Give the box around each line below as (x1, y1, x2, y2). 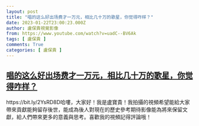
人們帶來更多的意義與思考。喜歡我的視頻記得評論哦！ (21, 113, 152, 120)
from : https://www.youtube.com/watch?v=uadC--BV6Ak (6, 31, 136, 37)
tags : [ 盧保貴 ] (6, 36, 46, 42)
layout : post (6, 8, 38, 15)
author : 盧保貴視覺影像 (6, 25, 59, 31)
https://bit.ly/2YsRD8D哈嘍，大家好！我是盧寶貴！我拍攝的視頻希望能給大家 (6, 98, 191, 105)
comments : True (6, 42, 44, 48)
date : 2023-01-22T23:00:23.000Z (6, 20, 86, 25)
